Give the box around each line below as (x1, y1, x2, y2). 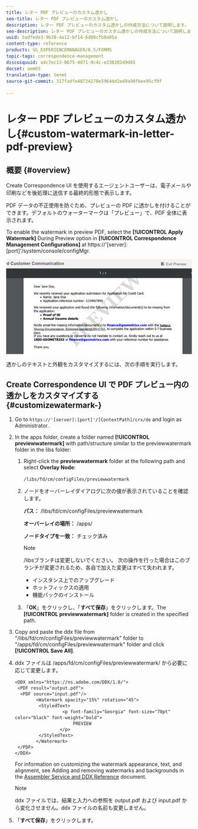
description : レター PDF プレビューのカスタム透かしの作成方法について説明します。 (6, 22, 189, 28)
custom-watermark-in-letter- (28, 127, 175, 141)
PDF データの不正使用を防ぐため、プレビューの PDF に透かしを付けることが (6, 202, 191, 209)
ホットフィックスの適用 (32, 584, 90, 591)
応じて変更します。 (14, 667, 61, 674)
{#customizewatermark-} (6, 400, 102, 410)
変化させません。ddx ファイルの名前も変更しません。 (19, 804, 149, 811)
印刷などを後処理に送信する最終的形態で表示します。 (6, 189, 135, 196)
